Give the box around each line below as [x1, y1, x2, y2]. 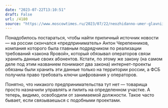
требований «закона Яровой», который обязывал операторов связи [5, 51, 151, 57]
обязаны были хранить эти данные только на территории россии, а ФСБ [5, 67, 161, 73]
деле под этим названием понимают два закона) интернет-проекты [5, 61, 151, 67]
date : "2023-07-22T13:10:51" [5, 7, 66, 12]
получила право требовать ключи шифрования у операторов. [5, 72, 137, 78]
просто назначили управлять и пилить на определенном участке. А [5, 87, 150, 93]
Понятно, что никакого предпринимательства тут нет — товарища [5, 82, 147, 88]
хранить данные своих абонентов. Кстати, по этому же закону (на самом [5, 56, 162, 62]
